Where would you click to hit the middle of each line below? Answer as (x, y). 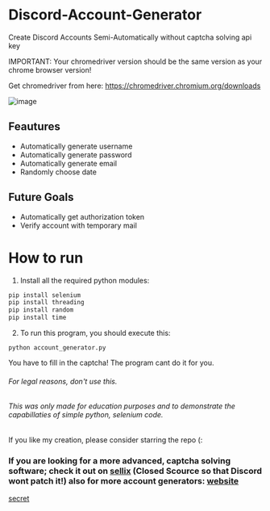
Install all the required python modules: (85, 280)
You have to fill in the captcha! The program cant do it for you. (112, 362)
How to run (46, 258)
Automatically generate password (76, 154)
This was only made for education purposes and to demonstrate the (122, 406)
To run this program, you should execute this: (95, 333)
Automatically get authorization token (82, 216)
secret (19, 499)
